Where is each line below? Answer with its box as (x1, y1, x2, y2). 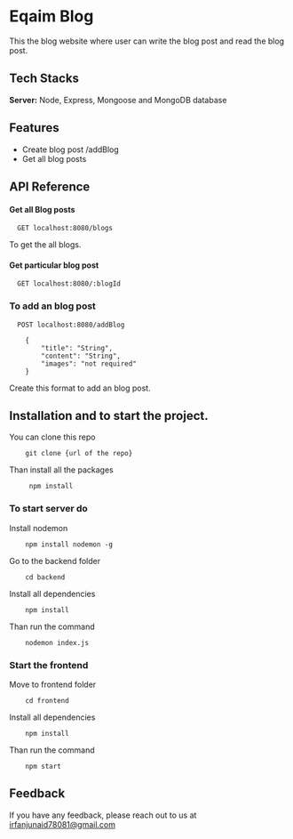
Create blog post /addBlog (21, 144, 120, 155)
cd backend (25, 572, 66, 582)
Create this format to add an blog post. (9, 383, 151, 393)
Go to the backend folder (9, 555, 100, 566)
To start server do (9, 503, 89, 515)
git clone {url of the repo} (25, 449, 133, 458)
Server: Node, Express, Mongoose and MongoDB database (9, 94, 227, 105)
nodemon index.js (25, 638, 90, 647)
